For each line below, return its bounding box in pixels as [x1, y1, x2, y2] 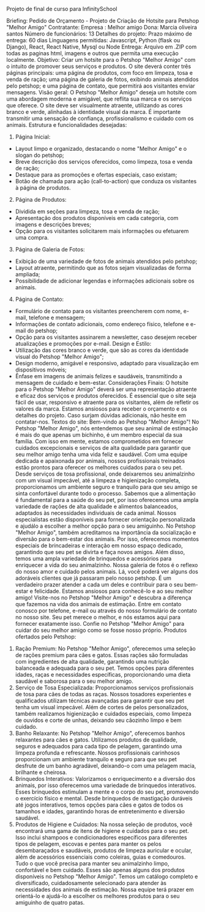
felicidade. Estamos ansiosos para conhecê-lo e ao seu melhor [34, 588, 193, 595]
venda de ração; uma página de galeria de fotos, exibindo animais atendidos [6, 76, 199, 83]
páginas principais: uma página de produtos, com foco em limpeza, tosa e [6, 69, 193, 76]
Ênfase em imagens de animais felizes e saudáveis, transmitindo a [15, 373, 182, 379]
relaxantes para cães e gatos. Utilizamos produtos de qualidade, [15, 736, 177, 743]
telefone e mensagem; [28, 314, 86, 321]
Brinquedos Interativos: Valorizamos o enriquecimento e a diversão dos [15, 775, 196, 782]
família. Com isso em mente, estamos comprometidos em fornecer [15, 438, 184, 445]
